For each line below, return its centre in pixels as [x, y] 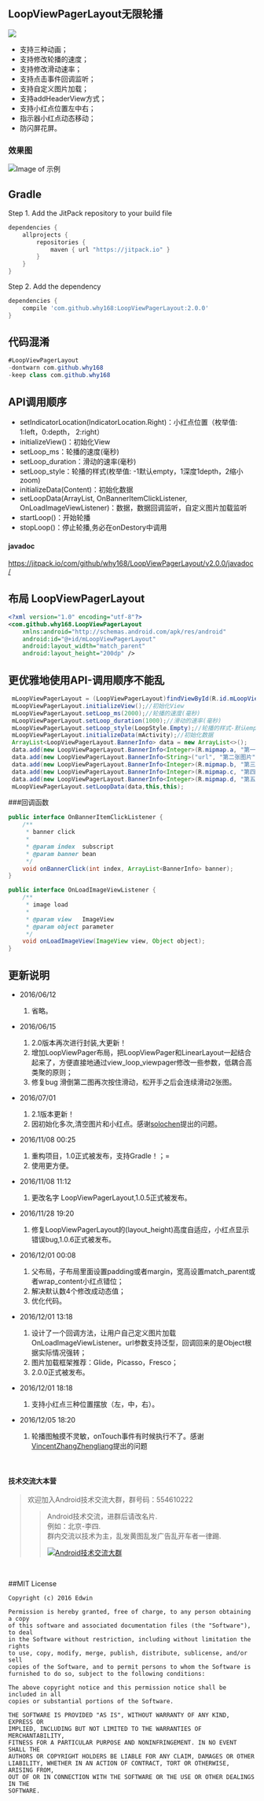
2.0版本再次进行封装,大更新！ [79, 1043]
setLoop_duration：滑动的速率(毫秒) [78, 461]
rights [19, 1647]
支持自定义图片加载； [54, 88]
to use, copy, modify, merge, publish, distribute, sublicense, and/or [128, 1653]
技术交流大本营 [32, 1481]
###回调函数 [29, 803]
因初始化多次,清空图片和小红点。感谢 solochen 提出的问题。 [126, 1124]
